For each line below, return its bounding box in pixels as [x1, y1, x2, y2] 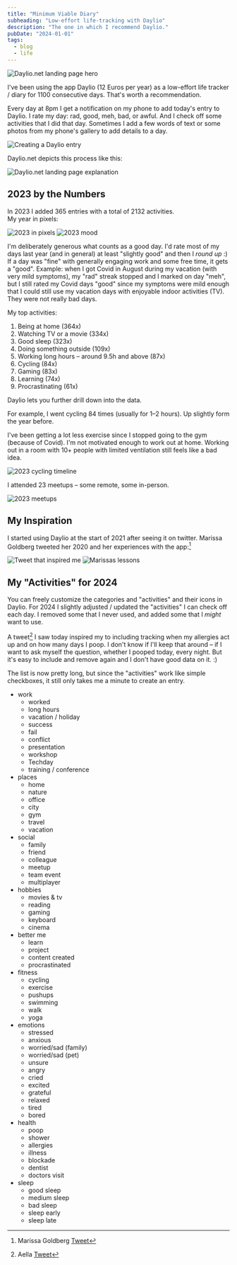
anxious [28, 1035, 51, 1044]
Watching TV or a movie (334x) [17, 330, 109, 338]
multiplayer [28, 878, 61, 886]
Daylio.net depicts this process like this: [7, 153, 123, 163]
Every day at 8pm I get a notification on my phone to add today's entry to [7, 104, 220, 112]
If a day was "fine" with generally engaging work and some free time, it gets [7, 257, 229, 265]
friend [28, 848, 46, 856]
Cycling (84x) [17, 359, 58, 368]
